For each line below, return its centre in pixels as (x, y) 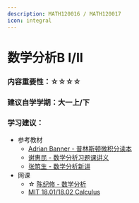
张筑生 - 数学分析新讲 (59, 166)
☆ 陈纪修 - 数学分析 (57, 184)
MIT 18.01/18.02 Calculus (64, 192)
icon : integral (30, 21)
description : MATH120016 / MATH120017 (64, 14)
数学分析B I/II (45, 58)
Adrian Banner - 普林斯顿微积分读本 (80, 149)
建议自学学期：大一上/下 (49, 102)
